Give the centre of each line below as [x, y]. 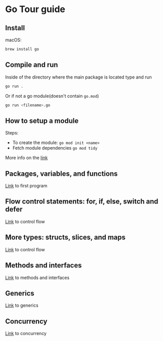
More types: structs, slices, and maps [65, 237]
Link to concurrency [26, 333]
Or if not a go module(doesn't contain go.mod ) [52, 96]
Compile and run [32, 65]
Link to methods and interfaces [37, 278]
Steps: [12, 133]
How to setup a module [42, 121]
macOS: [13, 40]
